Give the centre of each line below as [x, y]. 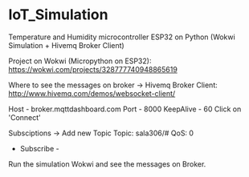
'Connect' [25, 117]
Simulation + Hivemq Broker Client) [66, 45]
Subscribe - [39, 148]
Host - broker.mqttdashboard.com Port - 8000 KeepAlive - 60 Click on [125, 109]
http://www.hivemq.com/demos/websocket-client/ [92, 93]
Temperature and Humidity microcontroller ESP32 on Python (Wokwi [122, 37]
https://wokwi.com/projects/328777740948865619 [93, 69]
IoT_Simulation [58, 15]
